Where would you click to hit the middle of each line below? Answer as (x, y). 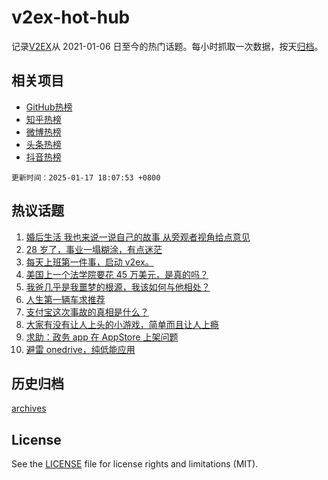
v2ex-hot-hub (71, 17)
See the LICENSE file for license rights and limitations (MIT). (135, 464)
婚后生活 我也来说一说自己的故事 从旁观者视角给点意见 (138, 237)
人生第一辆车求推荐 (65, 299)
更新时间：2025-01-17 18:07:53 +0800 (86, 177)
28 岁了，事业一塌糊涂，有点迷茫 (94, 249)
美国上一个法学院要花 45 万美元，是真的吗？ (117, 274)
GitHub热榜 (49, 107)
